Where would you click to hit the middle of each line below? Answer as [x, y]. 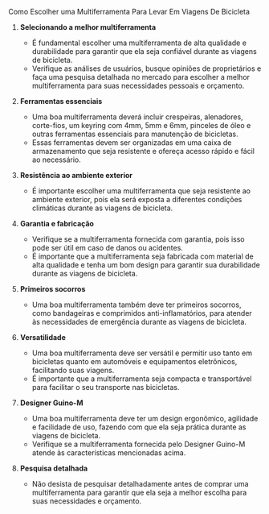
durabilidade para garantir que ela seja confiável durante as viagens [144, 51]
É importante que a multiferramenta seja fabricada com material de [143, 256]
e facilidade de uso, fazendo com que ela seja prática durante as [139, 427]
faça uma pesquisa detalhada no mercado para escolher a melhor [141, 77]
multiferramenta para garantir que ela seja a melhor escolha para [139, 492]
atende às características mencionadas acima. [109, 453]
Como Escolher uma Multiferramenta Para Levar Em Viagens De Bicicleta [129, 12]
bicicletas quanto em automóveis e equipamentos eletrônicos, [134, 361]
